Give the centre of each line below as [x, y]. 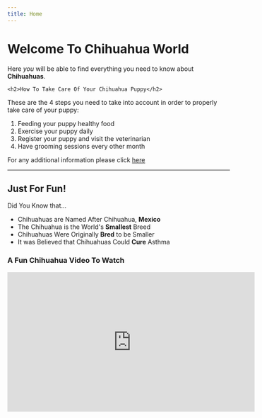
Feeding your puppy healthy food [66, 123]
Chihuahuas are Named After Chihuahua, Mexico [89, 220]
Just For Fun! [37, 188]
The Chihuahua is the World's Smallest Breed [84, 227]
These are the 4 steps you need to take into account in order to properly [112, 102]
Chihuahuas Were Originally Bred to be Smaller [86, 235]
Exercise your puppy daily [55, 131]
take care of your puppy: [43, 110]
